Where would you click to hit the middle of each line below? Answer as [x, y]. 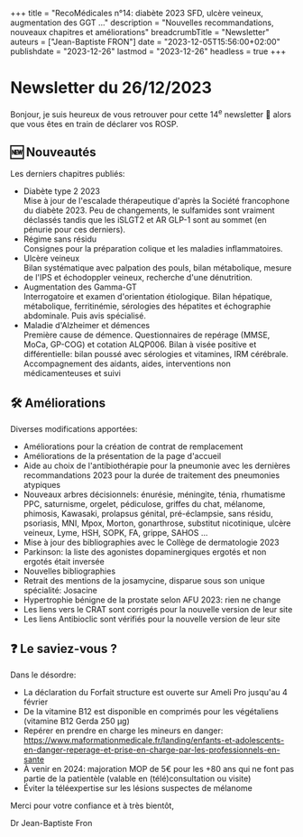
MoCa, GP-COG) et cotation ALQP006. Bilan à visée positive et [140, 345]
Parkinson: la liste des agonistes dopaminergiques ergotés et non [145, 552]
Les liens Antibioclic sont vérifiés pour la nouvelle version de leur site [151, 619]
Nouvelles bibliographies [69, 571]
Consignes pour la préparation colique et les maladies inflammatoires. [153, 249]
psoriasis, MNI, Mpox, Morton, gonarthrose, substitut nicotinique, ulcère [157, 523]
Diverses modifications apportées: [74, 429]
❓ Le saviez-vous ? [64, 648]
